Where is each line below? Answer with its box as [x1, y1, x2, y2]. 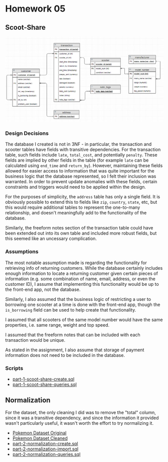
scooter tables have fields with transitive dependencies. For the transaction [5, 146, 161, 152]
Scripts [5, 364, 24, 371]
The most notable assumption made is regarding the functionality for [5, 260, 147, 266]
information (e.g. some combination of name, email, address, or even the [5, 275, 155, 282]
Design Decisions [5, 130, 49, 137]
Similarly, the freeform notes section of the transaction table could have [5, 225, 153, 231]
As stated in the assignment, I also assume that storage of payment [5, 347, 144, 353]
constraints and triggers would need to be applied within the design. [5, 184, 146, 190]
